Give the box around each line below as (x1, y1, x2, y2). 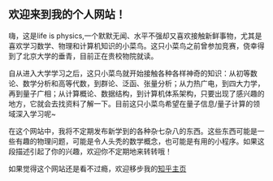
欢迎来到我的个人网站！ (8, 7, 126, 22)
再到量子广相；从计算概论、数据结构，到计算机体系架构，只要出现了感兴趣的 (8, 88, 265, 98)
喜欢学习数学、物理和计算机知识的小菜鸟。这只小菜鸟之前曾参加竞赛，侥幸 (8, 41, 258, 50)
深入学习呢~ (15, 109, 57, 119)
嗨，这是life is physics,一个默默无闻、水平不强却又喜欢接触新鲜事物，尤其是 (8, 31, 262, 41)
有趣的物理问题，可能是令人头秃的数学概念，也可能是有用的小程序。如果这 (15, 136, 265, 146)
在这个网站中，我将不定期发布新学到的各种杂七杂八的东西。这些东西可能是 (8, 126, 258, 136)
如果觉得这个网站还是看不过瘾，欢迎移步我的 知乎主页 (8, 163, 187, 173)
